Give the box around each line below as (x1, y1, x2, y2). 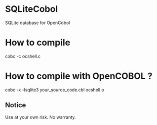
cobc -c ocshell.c (5, 53, 41, 59)
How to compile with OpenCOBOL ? (5, 70, 153, 82)
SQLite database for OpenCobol (5, 20, 70, 26)
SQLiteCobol (5, 3, 58, 15)
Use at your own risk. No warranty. (5, 114, 76, 120)
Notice (5, 101, 26, 109)
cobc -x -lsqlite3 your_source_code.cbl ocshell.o (5, 87, 105, 93)
